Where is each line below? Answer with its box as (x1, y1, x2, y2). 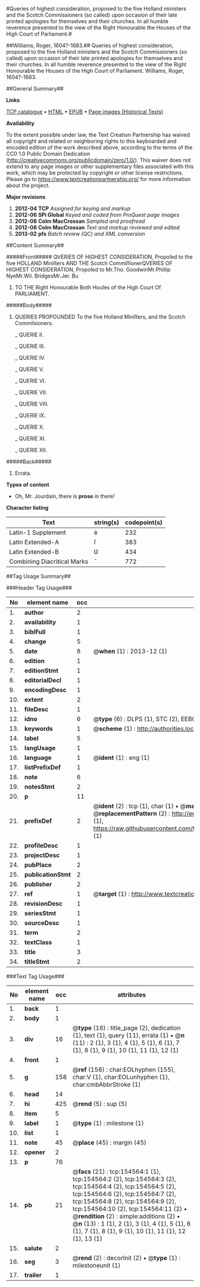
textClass (24, 938, 52, 946)
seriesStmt (24, 909, 57, 917)
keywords (24, 725, 54, 733)
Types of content (6, 481, 49, 488)
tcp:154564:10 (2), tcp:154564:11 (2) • (72, 1205, 187, 1213)
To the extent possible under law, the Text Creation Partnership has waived (6, 131, 190, 138)
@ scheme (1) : (93, 725, 136, 733)
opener (24, 1148, 46, 1156)
